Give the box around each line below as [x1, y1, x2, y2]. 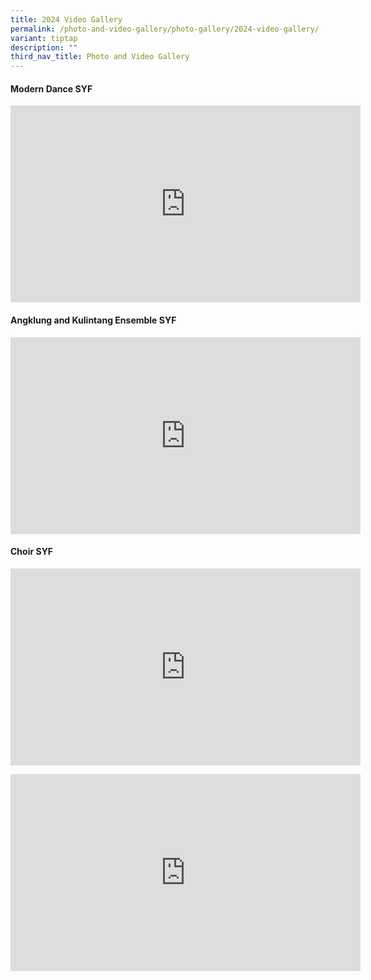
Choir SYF [10, 546, 54, 558]
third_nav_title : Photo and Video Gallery [10, 52, 190, 62]
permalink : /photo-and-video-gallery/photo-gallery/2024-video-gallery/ [10, 24, 320, 34]
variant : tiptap [10, 33, 78, 43]
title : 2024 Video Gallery [10, 14, 123, 25]
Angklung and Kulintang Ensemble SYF [10, 314, 177, 326]
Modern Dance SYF [10, 82, 93, 95]
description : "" [10, 42, 78, 53]
